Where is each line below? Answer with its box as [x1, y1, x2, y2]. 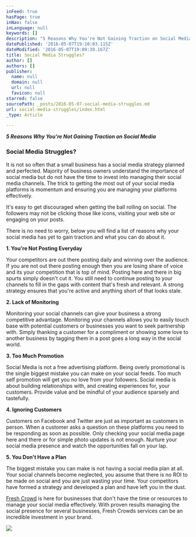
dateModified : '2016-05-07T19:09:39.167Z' [6, 47, 111, 53]
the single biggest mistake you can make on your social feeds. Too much [6, 370, 181, 377]
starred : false [6, 95, 43, 101]
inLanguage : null [6, 25, 48, 31]
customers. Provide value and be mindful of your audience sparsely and [6, 388, 179, 395]
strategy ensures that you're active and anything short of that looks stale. [6, 287, 183, 294]
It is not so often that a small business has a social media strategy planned [6, 161, 185, 168]
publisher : [6, 68, 33, 74]
